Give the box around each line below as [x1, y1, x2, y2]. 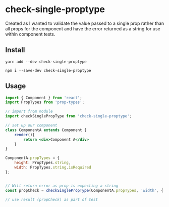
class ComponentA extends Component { [5, 128, 87, 133]
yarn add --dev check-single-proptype [5, 59, 87, 64]
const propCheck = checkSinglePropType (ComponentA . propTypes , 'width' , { [5, 188, 164, 193]
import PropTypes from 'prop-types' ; [5, 100, 85, 105]
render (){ [14, 132, 35, 137]
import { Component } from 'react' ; [5, 95, 82, 100]
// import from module [5, 109, 53, 114]
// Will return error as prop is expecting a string [5, 183, 119, 188]
